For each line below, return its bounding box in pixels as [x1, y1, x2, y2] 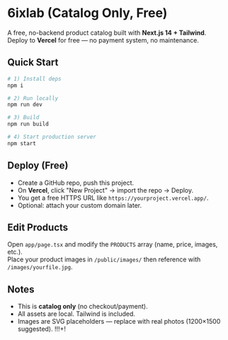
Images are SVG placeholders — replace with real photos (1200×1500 [17, 317, 221, 326]
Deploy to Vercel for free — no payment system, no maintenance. [7, 35, 200, 44]
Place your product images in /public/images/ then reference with [7, 255, 201, 263]
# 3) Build [7, 114, 40, 121]
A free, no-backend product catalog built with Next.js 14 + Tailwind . [7, 28, 207, 37]
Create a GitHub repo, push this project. [17, 178, 135, 187]
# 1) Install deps [7, 75, 62, 82]
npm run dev [7, 101, 42, 108]
